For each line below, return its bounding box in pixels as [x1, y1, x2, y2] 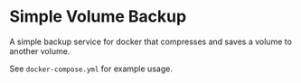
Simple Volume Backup [9, 6, 187, 27]
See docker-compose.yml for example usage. [9, 63, 174, 74]
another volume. [9, 45, 71, 56]
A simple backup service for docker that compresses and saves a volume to [9, 36, 292, 47]
